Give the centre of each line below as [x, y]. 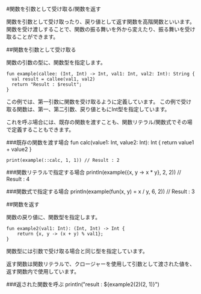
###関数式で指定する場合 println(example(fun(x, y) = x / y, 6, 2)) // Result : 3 [100, 191]
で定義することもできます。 [40, 129]
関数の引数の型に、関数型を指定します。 [56, 62]
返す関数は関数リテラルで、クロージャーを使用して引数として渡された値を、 [101, 264]
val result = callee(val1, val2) [54, 79]
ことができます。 [38, 37]
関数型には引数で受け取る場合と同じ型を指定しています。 [77, 251]
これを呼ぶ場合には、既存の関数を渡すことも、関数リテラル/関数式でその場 [99, 122]
